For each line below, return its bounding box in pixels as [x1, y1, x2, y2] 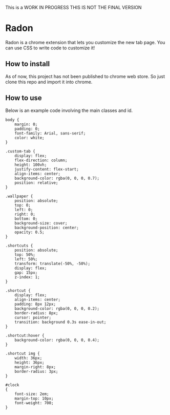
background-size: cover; [14, 220, 68, 225]
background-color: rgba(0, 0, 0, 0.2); [14, 306, 100, 311]
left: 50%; [14, 256, 38, 261]
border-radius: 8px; [14, 310, 58, 315]
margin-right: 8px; [14, 364, 56, 369]
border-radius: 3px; [14, 369, 58, 374]
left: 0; [14, 207, 33, 212]
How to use [5, 93, 42, 102]
